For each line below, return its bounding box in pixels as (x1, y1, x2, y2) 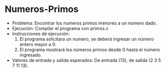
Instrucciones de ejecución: (12, 30, 70, 36)
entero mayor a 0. (19, 41, 57, 47)
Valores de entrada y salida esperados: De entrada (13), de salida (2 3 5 (12, 57, 161, 63)
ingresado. (19, 51, 42, 58)
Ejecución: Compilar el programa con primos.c (12, 25, 109, 31)
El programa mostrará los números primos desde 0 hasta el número (19, 46, 160, 52)
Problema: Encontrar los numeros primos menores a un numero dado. (12, 20, 157, 26)
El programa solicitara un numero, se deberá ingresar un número (19, 36, 154, 42)
